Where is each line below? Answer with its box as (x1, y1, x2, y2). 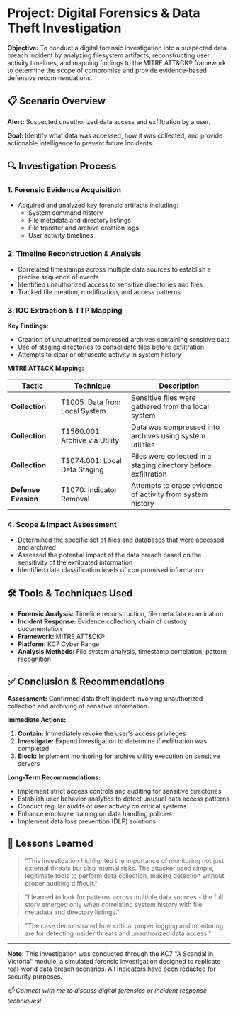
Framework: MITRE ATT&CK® (17, 633, 105, 641)
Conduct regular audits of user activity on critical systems (17, 801, 187, 810)
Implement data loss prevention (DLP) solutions (17, 817, 157, 825)
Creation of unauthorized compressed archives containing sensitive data (17, 335, 230, 344)
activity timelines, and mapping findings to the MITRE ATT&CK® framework (7, 58, 227, 67)
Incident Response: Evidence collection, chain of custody (17, 617, 188, 625)
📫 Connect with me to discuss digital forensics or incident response (7, 986, 208, 994)
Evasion (11, 494, 39, 504)
